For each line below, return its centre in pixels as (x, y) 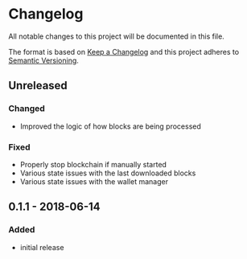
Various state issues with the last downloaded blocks (108, 173)
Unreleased (38, 86)
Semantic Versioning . (43, 60)
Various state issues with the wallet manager (94, 181)
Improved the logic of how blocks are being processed (110, 126)
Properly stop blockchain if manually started (93, 164)
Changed (27, 109)
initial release (42, 247)
